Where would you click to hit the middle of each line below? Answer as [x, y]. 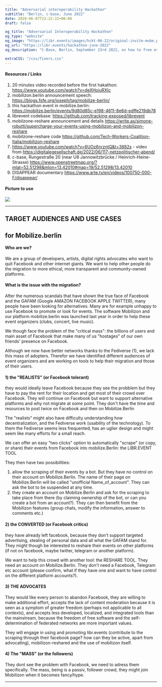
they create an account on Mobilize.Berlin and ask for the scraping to [81, 493]
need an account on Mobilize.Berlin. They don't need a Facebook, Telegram [80, 565]
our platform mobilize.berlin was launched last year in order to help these [78, 317]
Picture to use [19, 189]
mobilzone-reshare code [36, 136]
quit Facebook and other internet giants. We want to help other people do [78, 264]
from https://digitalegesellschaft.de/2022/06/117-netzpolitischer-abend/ [83, 152]
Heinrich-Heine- [134, 157]
